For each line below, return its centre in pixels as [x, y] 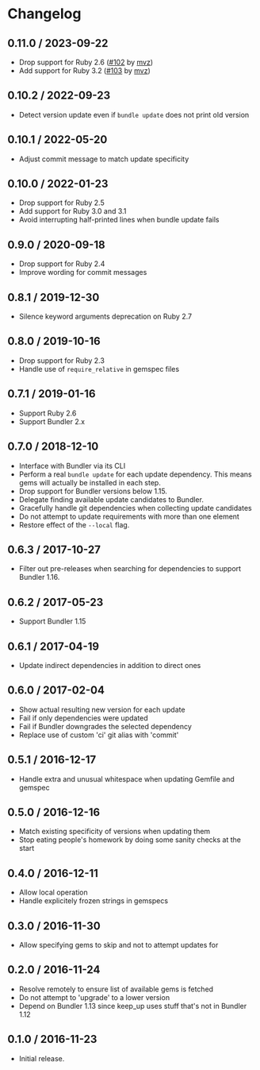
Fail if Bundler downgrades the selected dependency [105, 726]
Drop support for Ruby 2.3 [61, 360]
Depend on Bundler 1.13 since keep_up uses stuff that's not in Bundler [133, 1006]
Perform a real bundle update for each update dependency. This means [135, 474]
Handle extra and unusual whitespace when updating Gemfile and [126, 778]
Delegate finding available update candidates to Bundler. [111, 499]
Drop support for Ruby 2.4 [62, 264]
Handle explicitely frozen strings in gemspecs [93, 901]
